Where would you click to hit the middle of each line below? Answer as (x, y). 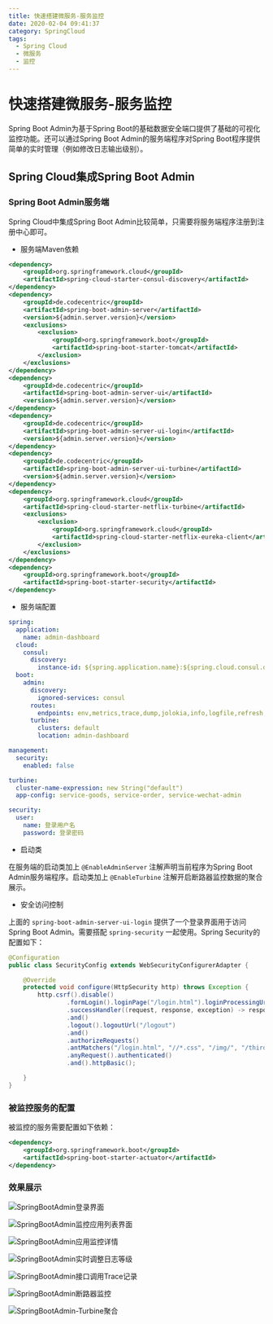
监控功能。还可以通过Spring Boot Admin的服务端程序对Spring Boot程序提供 (134, 139)
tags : (17, 39)
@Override (40, 980)
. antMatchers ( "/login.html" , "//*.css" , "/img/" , (152, 1048)
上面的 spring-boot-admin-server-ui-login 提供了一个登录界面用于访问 (128, 922)
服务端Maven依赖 (50, 249)
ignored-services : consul (82, 697)
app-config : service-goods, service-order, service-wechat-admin (129, 795)
